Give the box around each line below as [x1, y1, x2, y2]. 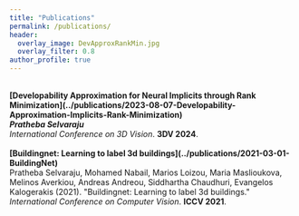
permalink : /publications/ [9, 22, 111, 31]
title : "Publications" [9, 13, 95, 23]
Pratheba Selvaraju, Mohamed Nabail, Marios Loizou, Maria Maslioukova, [9, 167, 283, 178]
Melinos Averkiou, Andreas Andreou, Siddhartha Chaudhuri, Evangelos [9, 177, 274, 187]
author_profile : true [9, 55, 92, 64]
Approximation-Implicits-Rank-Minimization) [9, 110, 183, 120]
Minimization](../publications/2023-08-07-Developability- [9, 100, 236, 110]
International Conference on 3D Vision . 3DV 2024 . [9, 129, 199, 139]
